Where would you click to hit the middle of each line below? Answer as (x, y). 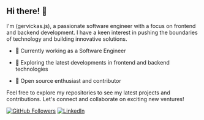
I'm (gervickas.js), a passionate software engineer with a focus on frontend (101, 26)
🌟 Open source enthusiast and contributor (68, 80)
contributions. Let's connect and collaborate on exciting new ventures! (96, 99)
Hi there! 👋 (27, 11)
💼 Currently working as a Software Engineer (71, 51)
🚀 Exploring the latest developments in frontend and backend (93, 62)
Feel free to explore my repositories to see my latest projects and (88, 93)
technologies (32, 69)
